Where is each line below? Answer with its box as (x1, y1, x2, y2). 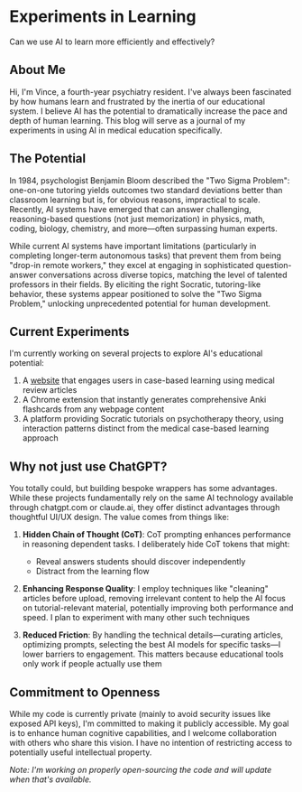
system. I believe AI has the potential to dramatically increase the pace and (9, 106, 288, 116)
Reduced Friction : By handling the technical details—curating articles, (22, 629, 284, 640)
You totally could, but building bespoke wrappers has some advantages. (9, 483, 278, 494)
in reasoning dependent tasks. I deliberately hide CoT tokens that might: (22, 539, 290, 550)
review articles (22, 385, 78, 396)
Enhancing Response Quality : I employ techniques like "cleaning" (22, 583, 269, 594)
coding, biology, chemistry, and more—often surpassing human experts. (9, 223, 278, 234)
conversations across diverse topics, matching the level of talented (39, 269, 288, 280)
